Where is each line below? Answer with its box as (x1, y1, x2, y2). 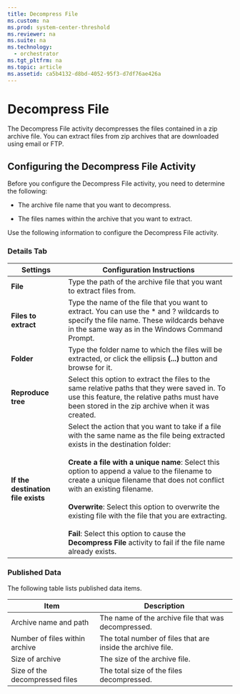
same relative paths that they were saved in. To (67, 383, 226, 393)
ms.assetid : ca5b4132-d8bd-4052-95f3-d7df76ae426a (7, 70, 161, 77)
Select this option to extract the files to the (67, 374, 211, 384)
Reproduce (11, 387, 49, 397)
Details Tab (7, 246, 48, 256)
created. (67, 410, 96, 420)
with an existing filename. (67, 483, 154, 493)
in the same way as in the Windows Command (67, 324, 223, 334)
